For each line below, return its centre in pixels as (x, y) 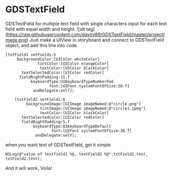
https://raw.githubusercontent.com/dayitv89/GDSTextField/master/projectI (86, 34)
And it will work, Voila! (29, 168)
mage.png (16, 40)
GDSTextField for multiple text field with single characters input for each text (86, 24)
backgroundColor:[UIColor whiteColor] (58, 59)
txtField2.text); (24, 159)
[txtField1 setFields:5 (31, 55)
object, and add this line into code (41, 45)
